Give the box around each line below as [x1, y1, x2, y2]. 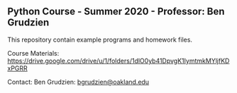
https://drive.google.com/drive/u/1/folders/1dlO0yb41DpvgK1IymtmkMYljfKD [7, 56, 230, 65]
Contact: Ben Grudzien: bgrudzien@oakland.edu [7, 77, 150, 86]
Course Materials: [7, 49, 60, 57]
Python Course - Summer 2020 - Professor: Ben [7, 6, 225, 18]
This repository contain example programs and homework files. [7, 35, 193, 44]
